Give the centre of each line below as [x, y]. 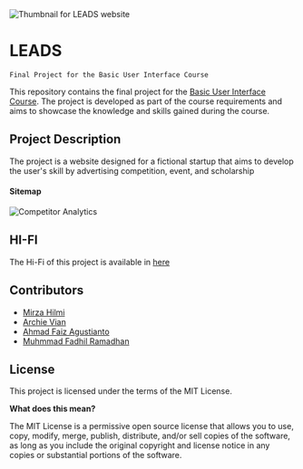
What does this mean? [53, 409]
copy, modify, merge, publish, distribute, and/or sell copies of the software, [150, 436]
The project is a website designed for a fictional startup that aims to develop [152, 161]
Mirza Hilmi [44, 312]
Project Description [65, 139]
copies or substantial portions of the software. [96, 455]
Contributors [47, 290]
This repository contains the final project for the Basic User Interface [137, 91]
